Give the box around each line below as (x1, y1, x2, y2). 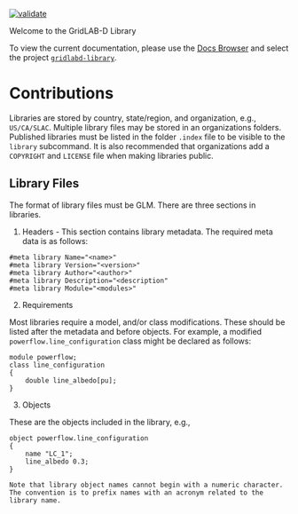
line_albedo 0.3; (25, 457, 90, 466)
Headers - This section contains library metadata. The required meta (21, 226, 273, 237)
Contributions (9, 83, 114, 104)
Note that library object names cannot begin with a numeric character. (9, 480, 284, 489)
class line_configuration (9, 360, 105, 369)
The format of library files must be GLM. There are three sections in (9, 200, 256, 210)
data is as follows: (21, 235, 89, 246)
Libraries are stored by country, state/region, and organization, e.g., (9, 112, 257, 123)
